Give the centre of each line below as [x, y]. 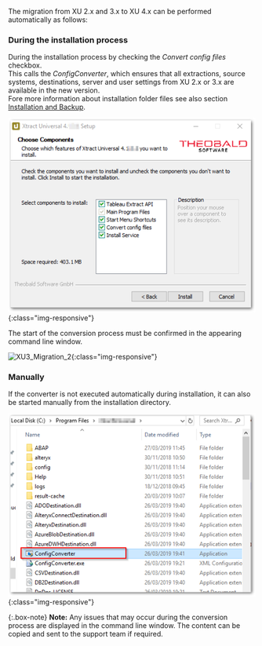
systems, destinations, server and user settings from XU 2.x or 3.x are [121, 82]
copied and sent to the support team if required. [86, 634]
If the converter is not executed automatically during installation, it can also [129, 394]
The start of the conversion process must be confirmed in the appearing [125, 333]
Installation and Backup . [47, 107]
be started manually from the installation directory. [89, 403]
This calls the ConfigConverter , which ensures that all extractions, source [127, 74]
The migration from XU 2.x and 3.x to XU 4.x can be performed [110, 11]
